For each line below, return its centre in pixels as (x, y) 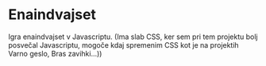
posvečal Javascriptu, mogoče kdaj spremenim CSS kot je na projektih (124, 45)
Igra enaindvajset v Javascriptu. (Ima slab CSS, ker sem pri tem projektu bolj (133, 37)
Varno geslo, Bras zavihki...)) (55, 53)
